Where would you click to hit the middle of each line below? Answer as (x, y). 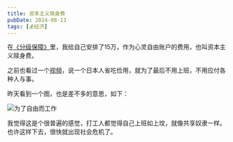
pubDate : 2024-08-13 (37, 20)
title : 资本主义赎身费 (36, 14)
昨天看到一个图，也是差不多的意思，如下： (68, 94)
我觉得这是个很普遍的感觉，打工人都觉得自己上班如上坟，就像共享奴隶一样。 (116, 123)
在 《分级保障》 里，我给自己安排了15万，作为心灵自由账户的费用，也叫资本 (113, 47)
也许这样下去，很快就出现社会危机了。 (62, 132)
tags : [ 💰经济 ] (27, 26)
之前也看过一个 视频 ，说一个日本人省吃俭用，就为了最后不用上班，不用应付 (113, 71)
